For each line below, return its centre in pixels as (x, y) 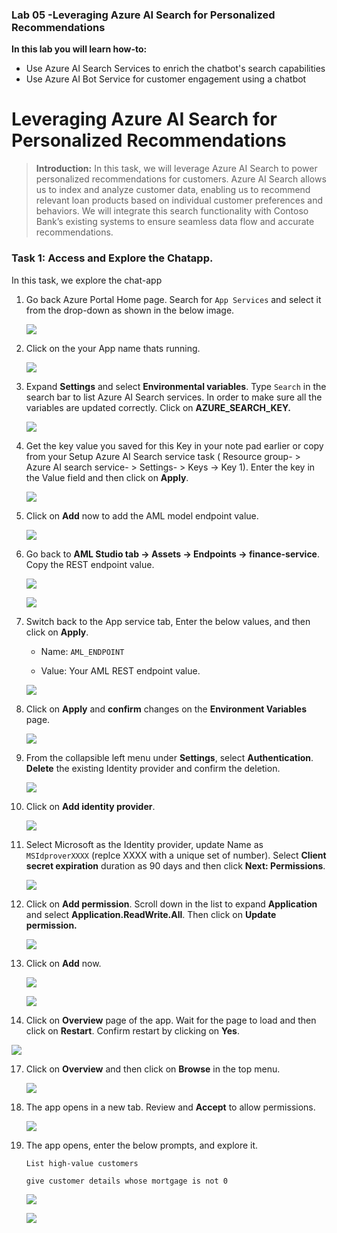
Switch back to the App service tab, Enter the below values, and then (168, 621)
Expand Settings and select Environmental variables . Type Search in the (176, 386)
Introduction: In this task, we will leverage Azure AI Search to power (176, 169)
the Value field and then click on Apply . (107, 477)
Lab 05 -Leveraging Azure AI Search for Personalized (143, 15)
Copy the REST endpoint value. (90, 564)
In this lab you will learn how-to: (79, 49)
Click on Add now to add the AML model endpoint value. (142, 515)
